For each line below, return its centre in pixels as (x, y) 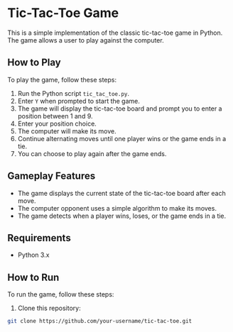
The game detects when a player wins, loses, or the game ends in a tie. (122, 216)
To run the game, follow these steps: (61, 294)
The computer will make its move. (67, 131)
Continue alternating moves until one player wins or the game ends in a (122, 138)
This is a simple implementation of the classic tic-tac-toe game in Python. (115, 33)
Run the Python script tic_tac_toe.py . (74, 93)
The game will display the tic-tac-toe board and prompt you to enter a (120, 109)
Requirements (39, 238)
